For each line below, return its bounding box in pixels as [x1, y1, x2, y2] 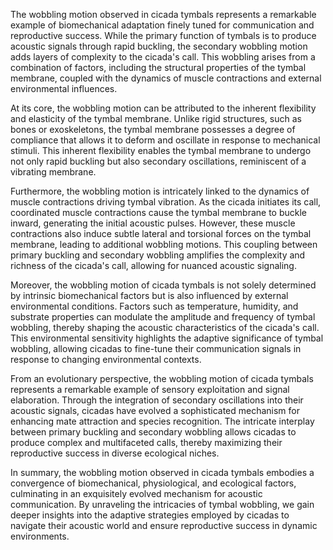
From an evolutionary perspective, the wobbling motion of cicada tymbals [10, 373, 314, 384]
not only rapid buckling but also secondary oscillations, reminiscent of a [10, 155, 307, 167]
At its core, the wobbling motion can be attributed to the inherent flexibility [10, 102, 317, 114]
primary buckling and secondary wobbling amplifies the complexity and [10, 249, 306, 261]
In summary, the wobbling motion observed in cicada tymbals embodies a [10, 467, 315, 478]
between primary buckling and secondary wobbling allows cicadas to [10, 426, 297, 438]
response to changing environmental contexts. [10, 354, 202, 365]
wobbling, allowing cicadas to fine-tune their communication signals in [10, 343, 302, 354]
